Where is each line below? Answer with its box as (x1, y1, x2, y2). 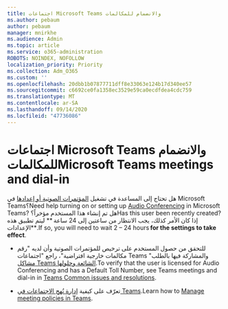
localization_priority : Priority (7, 61, 103, 68)
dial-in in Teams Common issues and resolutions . (16, 273, 157, 281)
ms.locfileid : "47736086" (7, 112, 81, 119)
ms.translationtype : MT (7, 94, 76, 100)
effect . (7, 231, 27, 239)
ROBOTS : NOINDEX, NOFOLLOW (7, 55, 84, 62)
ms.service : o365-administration (7, 49, 103, 56)
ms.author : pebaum (7, 17, 60, 23)
